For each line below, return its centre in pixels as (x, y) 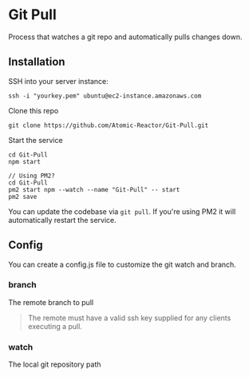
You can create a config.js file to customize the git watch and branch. (123, 264)
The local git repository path (55, 364)
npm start (25, 161)
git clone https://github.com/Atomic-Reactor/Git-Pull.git (109, 125)
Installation (37, 62)
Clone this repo (34, 110)
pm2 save (23, 196)
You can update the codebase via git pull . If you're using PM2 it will (122, 211)
